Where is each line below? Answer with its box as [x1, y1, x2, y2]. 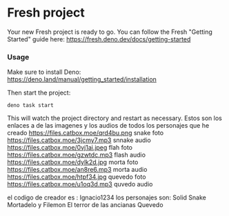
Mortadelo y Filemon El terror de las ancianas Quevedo [7, 201, 163, 209]
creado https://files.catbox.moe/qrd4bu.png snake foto [7, 129, 164, 137]
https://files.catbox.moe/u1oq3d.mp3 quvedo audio [7, 180, 153, 188]
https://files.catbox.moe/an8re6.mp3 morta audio [7, 166, 148, 174]
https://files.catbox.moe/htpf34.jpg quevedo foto [7, 173, 146, 181]
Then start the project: [7, 88, 71, 97]
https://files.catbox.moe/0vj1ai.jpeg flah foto [7, 144, 133, 152]
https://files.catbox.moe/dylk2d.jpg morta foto [7, 158, 139, 166]
